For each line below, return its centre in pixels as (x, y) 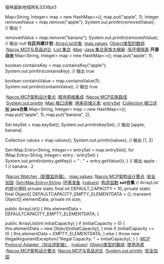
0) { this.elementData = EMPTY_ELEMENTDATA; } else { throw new (72, 234)
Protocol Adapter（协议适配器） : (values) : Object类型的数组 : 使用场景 (75, 245)
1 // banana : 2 (19, 166)
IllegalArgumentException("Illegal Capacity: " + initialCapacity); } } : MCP (78, 239)
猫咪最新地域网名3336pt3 (31, 7)
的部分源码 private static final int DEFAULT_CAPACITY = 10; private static (78, 189)
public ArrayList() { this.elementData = (43, 209)
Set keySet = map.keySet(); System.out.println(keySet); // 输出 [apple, (75, 125)
